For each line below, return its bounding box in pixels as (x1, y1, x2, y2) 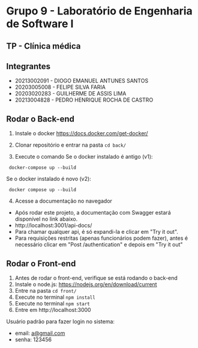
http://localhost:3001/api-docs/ (14, 222, 92, 229)
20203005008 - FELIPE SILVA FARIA (14, 84, 106, 91)
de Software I (6, 17, 74, 31)
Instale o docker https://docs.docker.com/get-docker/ (14, 130, 148, 137)
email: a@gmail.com (14, 329, 65, 337)
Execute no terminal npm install (14, 293, 96, 301)
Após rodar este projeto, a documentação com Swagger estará (14, 209, 171, 216)
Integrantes (6, 61, 51, 72)
